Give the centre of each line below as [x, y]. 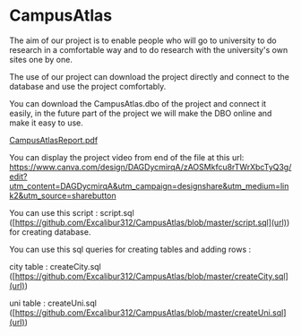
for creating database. [50, 232]
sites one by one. [41, 59]
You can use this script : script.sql [72, 212]
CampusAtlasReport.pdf [54, 140]
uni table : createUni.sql [53, 303]
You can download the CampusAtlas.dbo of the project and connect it [138, 103]
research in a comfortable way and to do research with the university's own [149, 49]
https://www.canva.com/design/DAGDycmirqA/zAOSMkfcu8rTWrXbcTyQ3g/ [150, 167]
